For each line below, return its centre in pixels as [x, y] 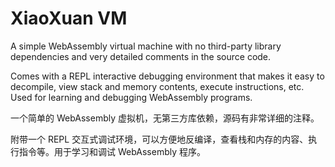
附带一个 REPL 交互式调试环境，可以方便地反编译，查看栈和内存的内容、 [159, 139]
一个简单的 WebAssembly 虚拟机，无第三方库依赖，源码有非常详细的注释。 [165, 118]
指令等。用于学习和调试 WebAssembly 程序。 [112, 151]
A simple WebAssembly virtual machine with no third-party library [146, 46]
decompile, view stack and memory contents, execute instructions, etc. [157, 86]
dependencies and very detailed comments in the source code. [141, 56]
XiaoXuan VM [69, 18]
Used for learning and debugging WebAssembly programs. [131, 97]
